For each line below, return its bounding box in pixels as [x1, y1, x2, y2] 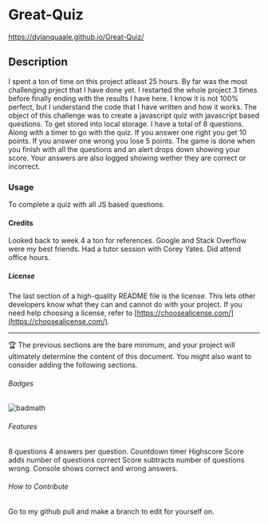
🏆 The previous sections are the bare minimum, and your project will [8, 340, 235, 350]
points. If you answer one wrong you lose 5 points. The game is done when [8, 136, 255, 146]
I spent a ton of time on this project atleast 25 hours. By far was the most [8, 76, 248, 86]
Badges [8, 378, 34, 388]
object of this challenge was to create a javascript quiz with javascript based [8, 110, 260, 120]
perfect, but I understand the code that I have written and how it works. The [8, 102, 258, 111]
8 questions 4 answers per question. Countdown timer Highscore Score [8, 446, 245, 456]
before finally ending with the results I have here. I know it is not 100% [8, 94, 239, 103]
